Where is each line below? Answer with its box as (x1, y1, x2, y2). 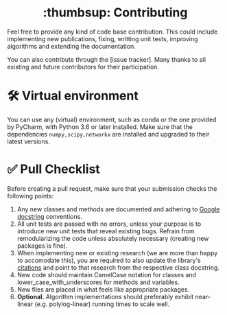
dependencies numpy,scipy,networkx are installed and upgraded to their (7, 130, 210, 138)
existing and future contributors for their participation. (7, 62, 160, 71)
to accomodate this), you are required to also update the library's (16, 256, 201, 264)
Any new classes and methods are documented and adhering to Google (16, 205, 220, 213)
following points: (7, 191, 54, 200)
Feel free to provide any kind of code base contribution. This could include (7, 27, 218, 36)
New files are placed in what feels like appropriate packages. (16, 285, 190, 293)
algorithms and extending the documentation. (7, 42, 136, 50)
